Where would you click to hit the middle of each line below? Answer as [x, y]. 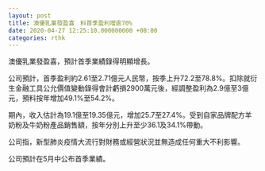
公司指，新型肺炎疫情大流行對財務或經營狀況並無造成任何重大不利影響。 [126, 142]
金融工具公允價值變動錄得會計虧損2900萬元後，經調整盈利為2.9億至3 [128, 88]
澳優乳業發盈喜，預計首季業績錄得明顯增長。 [81, 61]
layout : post [30, 16]
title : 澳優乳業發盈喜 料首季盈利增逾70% [70, 23]
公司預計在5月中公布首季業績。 [59, 159]
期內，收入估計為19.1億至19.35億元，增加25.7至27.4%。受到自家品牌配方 [127, 115]
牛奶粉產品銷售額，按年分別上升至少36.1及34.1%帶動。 [118, 125]
